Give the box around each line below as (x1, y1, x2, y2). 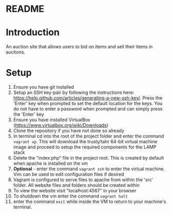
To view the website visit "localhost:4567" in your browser (13, 188, 137, 194)
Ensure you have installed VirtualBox (13, 116, 91, 123)
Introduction (6, 27, 60, 38)
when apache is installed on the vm (13, 160, 89, 167)
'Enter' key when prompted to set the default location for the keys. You (13, 101, 163, 107)
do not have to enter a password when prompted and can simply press (13, 106, 163, 112)
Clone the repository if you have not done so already (13, 128, 124, 134)
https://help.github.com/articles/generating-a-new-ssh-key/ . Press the (13, 95, 163, 101)
